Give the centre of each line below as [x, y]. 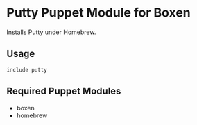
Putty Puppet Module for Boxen [99, 13]
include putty [27, 70]
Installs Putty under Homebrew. [51, 32]
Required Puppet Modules [64, 91]
